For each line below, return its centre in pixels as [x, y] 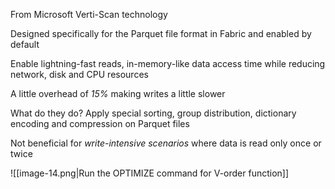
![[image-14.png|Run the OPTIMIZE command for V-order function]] [150, 173]
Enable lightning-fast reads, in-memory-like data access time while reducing [168, 63]
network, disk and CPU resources [79, 74]
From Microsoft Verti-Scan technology [89, 14]
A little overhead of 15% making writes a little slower [118, 93]
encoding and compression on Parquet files [100, 123]
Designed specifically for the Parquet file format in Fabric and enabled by [161, 33]
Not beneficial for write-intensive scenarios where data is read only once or [166, 143]
